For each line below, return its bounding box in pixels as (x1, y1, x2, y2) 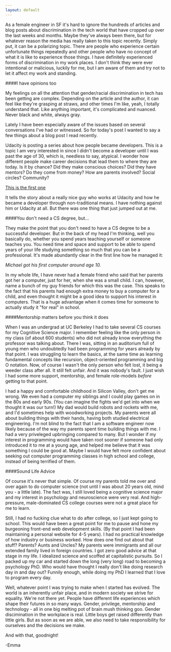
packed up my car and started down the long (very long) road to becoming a (5, 558, 166, 564)
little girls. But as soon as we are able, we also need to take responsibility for (5, 617, 166, 623)
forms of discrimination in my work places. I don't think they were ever (5, 59, 153, 65)
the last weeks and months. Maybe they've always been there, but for (5, 32, 152, 38)
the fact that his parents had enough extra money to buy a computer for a (5, 288, 159, 294)
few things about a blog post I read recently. (5, 132, 98, 138)
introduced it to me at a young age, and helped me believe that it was (5, 442, 151, 448)
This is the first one (5, 184, 46, 191)
